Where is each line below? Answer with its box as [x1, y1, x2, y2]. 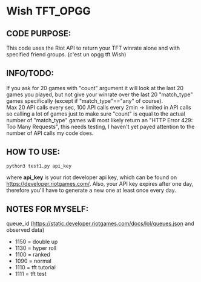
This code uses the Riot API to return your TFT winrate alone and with [6, 44, 180, 51]
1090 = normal [15, 257, 51, 264]
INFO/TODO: [6, 68, 54, 79]
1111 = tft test [15, 271, 47, 278]
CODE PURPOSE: [6, 28, 71, 39]
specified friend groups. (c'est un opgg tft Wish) [6, 51, 127, 58]
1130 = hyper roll [15, 244, 56, 252]
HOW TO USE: [6, 147, 61, 157]
